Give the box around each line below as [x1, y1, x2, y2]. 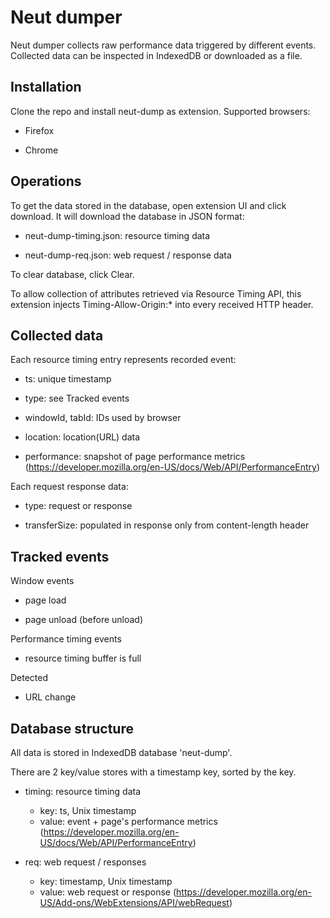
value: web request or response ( [39, 886, 177, 898]
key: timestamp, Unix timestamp [39, 876, 173, 887]
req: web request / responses [24, 856, 147, 868]
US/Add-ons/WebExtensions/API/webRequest [39, 897, 230, 908]
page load [24, 594, 67, 606]
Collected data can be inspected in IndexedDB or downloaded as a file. [10, 49, 303, 61]
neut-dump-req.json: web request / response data [24, 249, 232, 261]
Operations [10, 173, 82, 190]
